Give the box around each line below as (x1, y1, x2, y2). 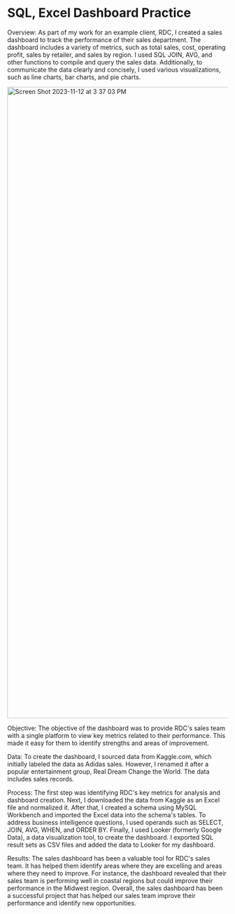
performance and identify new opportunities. (7, 899, 136, 907)
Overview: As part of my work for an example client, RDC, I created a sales (7, 28, 222, 36)
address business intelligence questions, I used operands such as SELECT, (7, 818, 224, 826)
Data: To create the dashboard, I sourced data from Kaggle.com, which (7, 752, 212, 760)
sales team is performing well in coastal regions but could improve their (7, 876, 213, 885)
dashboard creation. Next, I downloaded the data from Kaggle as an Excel (7, 795, 220, 804)
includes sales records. (7, 774, 75, 783)
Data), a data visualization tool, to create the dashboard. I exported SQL (7, 833, 214, 841)
